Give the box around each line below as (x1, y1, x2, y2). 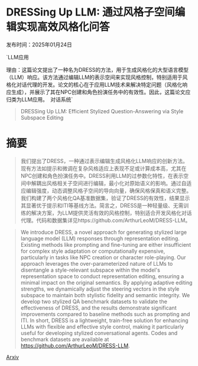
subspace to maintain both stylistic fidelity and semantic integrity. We (20, 291, 190, 298)
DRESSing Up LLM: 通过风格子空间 (6, 5, 176, 19)
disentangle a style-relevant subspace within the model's (20, 266, 161, 273)
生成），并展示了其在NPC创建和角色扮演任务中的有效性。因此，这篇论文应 (11, 88, 191, 96)
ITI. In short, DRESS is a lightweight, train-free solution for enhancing (20, 317, 189, 324)
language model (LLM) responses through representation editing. (20, 235, 180, 242)
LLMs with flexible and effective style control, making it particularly (20, 323, 184, 330)
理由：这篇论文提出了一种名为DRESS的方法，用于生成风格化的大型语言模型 (6, 66, 189, 73)
